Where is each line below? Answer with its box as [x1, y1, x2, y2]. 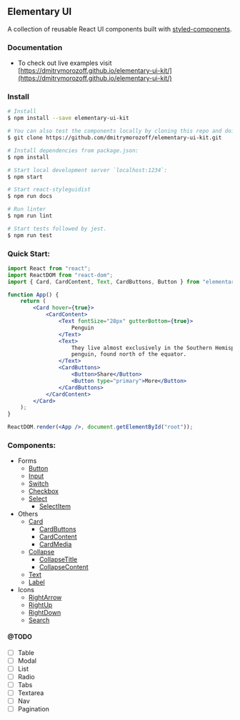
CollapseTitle [39, 555, 78, 564]
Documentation [7, 42, 63, 52]
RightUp [28, 601, 53, 609]
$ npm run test [7, 231, 53, 239]
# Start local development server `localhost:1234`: [7, 166, 168, 174]
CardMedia [39, 540, 72, 549]
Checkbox [28, 487, 59, 496]
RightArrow [28, 593, 62, 602]
